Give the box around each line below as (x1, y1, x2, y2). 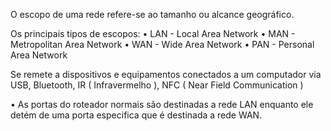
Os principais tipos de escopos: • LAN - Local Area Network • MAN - (10, 28, 296, 39)
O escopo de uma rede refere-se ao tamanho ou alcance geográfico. (10, 9, 295, 20)
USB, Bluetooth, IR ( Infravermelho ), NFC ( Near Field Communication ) (10, 79, 304, 91)
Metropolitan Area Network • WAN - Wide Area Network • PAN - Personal (10, 39, 315, 50)
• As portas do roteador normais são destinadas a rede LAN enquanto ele (10, 99, 314, 110)
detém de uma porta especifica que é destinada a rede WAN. (10, 109, 263, 121)
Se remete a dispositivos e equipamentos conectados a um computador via (10, 69, 322, 80)
